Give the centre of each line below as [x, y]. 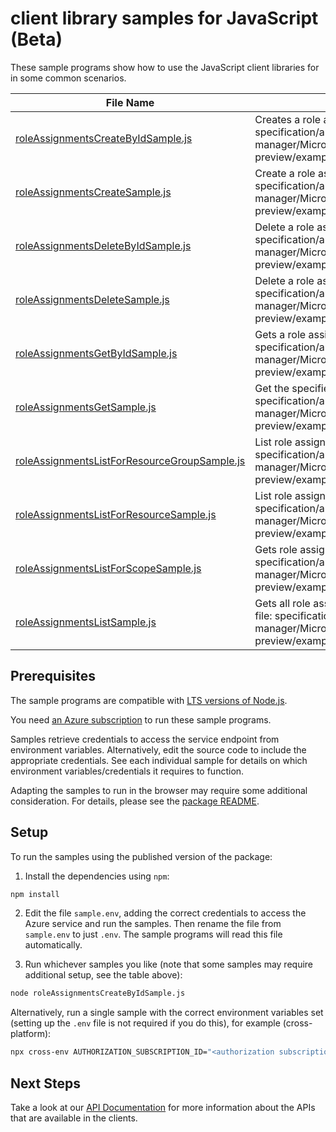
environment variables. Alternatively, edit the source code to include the [158, 749]
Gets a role [280, 334]
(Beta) [36, 39]
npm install [35, 894]
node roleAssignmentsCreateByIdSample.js [98, 993]
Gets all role [282, 603]
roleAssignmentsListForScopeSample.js [108, 568]
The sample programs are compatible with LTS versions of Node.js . [149, 700]
